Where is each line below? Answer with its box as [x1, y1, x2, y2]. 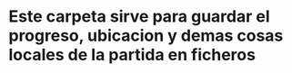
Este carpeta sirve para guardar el [8, 6, 270, 27]
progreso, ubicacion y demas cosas [8, 25, 284, 46]
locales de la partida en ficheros [8, 45, 257, 65]
